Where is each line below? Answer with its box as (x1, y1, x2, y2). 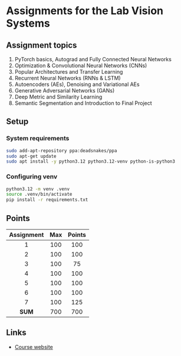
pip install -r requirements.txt (6, 197, 88, 203)
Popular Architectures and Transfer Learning (14, 68, 123, 75)
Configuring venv (6, 173, 58, 181)
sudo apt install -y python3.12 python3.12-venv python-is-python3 (6, 159, 176, 164)
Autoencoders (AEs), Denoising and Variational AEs (14, 81, 140, 88)
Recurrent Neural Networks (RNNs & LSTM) (14, 75, 121, 81)
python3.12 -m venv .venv (6, 186, 70, 192)
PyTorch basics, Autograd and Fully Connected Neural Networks (14, 56, 172, 62)
